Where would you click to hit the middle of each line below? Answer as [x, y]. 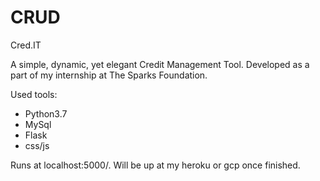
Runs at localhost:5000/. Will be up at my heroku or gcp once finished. [155, 165]
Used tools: [34, 94]
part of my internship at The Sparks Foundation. [109, 75]
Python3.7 [46, 113]
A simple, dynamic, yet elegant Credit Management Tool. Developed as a [160, 64]
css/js [37, 145]
